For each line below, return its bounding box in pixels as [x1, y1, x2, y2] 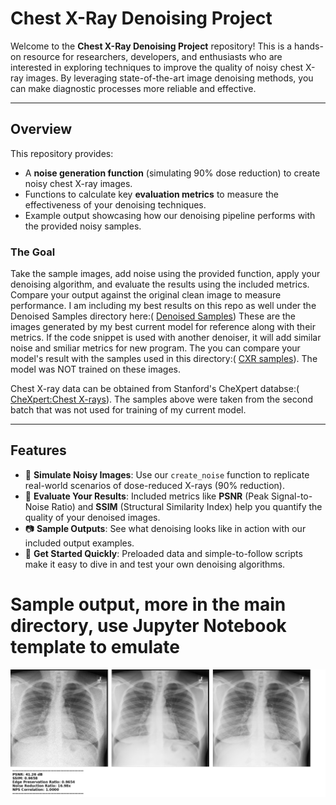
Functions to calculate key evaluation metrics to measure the [24, 188, 279, 200]
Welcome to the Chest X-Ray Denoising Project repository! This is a [10, 40, 293, 52]
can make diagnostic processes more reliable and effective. [10, 82, 257, 94]
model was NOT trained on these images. [10, 363, 182, 376]
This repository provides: [10, 147, 114, 159]
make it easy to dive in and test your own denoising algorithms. [24, 558, 286, 570]
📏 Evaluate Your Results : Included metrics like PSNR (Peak [24, 490, 270, 502]
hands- [294, 40, 324, 52]
